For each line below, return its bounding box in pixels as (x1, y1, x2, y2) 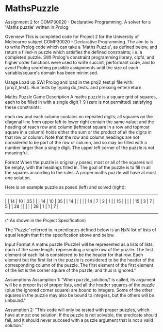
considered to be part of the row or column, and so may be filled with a (5, 139, 147, 145)
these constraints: (5, 104, 41, 110)
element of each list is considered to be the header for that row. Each (5, 252, 143, 258)
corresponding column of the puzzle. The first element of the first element (5, 262, 154, 268)
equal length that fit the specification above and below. (5, 232, 115, 238)
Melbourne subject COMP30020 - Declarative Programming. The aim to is (5, 38, 153, 44)
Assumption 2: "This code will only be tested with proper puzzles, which (5, 307, 149, 313)
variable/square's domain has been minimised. (5, 70, 98, 75)
